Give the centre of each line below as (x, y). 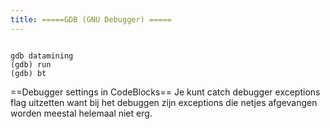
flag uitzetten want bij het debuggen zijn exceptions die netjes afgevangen (164, 102)
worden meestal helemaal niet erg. (81, 113)
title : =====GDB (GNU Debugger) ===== (91, 19)
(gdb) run (31, 64)
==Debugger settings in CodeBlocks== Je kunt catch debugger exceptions (165, 92)
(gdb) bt (28, 73)
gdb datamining (42, 56)
